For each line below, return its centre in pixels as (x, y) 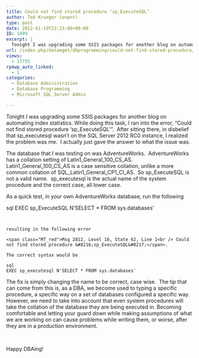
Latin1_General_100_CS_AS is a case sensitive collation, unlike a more (90, 166)
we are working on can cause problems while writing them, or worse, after (97, 319)
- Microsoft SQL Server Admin (49, 94)
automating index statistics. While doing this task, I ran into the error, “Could (99, 123)
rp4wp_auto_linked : (30, 67)
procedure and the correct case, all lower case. (64, 185)
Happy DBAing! (25, 349)
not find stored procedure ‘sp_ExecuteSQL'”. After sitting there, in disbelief (98, 129)
